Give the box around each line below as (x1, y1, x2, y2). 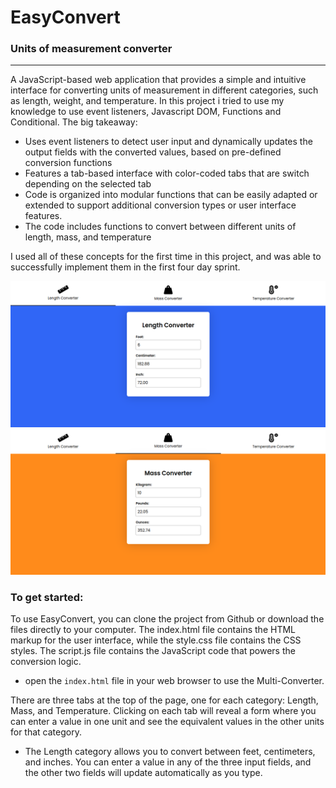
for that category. (10, 726, 82, 738)
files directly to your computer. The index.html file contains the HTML (10, 624, 296, 636)
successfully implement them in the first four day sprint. (10, 261, 241, 273)
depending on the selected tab (24, 178, 152, 190)
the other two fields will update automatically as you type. (24, 767, 263, 779)
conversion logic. (10, 656, 82, 668)
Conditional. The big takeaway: (10, 116, 138, 128)
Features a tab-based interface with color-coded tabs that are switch (24, 167, 310, 180)
